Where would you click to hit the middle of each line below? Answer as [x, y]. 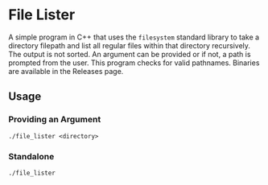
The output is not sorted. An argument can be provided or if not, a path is [130, 54]
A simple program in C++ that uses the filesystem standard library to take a [134, 37]
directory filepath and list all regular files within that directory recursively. [130, 45]
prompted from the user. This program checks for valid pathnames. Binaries [134, 63]
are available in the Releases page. [66, 71]
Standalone [31, 156]
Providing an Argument [55, 120]
